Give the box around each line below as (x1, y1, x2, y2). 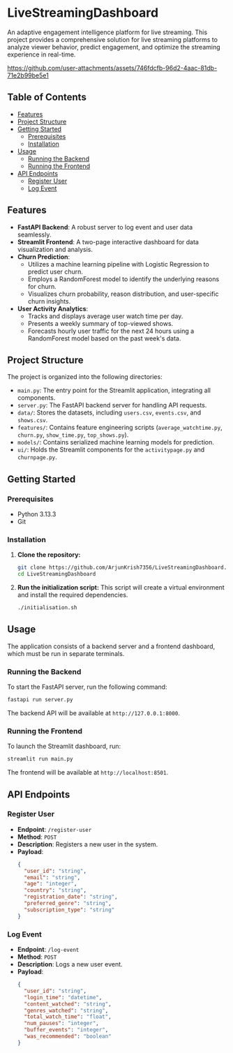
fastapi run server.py (7, 696, 73, 703)
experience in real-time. (7, 50, 76, 59)
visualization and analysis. (17, 245, 93, 253)
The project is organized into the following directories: (7, 373, 163, 381)
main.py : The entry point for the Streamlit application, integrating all (17, 386, 211, 395)
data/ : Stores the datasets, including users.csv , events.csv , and (17, 408, 201, 417)
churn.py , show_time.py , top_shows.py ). (17, 431, 129, 439)
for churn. (27, 282, 57, 290)
